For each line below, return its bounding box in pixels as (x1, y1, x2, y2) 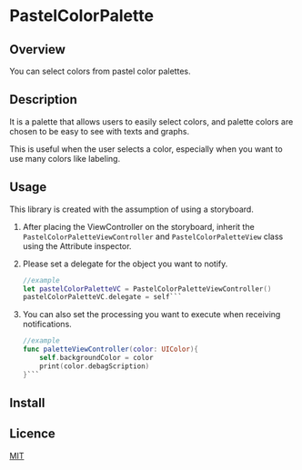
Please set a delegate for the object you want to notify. (22, 258, 228, 269)
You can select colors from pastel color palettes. (9, 65, 191, 76)
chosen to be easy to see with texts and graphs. (9, 125, 189, 136)
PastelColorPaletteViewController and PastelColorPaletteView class (22, 231, 284, 242)
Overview (9, 42, 66, 57)
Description (9, 92, 77, 107)
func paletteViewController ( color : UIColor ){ (22, 345, 198, 355)
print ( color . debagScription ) (39, 361, 150, 371)
